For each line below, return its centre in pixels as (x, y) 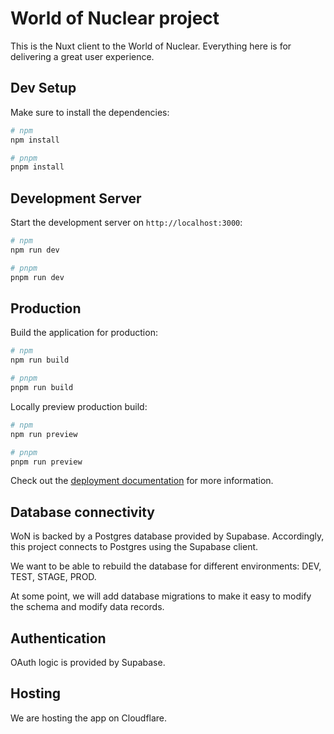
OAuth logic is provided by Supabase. (88, 662)
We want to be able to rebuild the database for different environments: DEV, (166, 566)
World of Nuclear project (115, 18)
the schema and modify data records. (87, 607)
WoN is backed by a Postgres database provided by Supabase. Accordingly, (167, 536)
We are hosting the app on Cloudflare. (89, 718)
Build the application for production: (84, 333)
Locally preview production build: (79, 406)
